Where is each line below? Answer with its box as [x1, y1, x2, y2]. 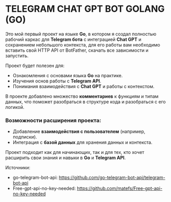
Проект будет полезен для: [5, 62, 65, 69]
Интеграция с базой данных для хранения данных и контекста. [12, 139, 153, 146]
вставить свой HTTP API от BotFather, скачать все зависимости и [5, 47, 148, 53]
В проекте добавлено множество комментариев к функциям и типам [5, 93, 159, 99]
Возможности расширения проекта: [5, 117, 101, 124]
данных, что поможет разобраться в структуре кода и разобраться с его [5, 98, 166, 105]
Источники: [5, 165, 31, 171]
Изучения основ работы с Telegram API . [12, 78, 101, 84]
